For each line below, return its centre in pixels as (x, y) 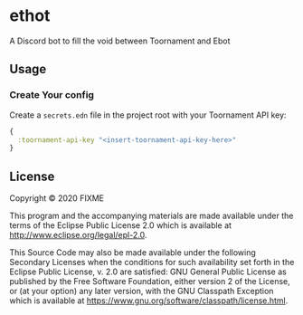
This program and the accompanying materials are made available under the (151, 216)
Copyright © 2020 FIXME (57, 198)
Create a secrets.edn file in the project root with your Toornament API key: (148, 115)
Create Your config (52, 95)
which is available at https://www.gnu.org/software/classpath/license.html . (149, 301)
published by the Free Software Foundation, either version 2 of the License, (150, 282)
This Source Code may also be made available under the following (133, 253)
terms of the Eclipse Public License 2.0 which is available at (121, 225)
